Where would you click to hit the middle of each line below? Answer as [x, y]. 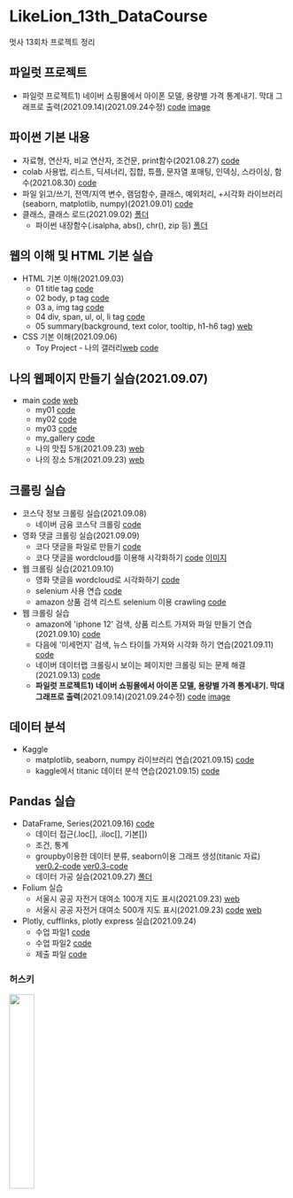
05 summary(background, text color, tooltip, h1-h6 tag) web [144, 326]
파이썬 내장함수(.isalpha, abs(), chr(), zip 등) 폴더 [121, 225]
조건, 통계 [52, 844]
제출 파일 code [61, 953]
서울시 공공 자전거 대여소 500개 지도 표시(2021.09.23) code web [149, 909]
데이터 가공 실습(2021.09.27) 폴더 [94, 876]
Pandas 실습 [42, 801]
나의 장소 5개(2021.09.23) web [89, 460]
